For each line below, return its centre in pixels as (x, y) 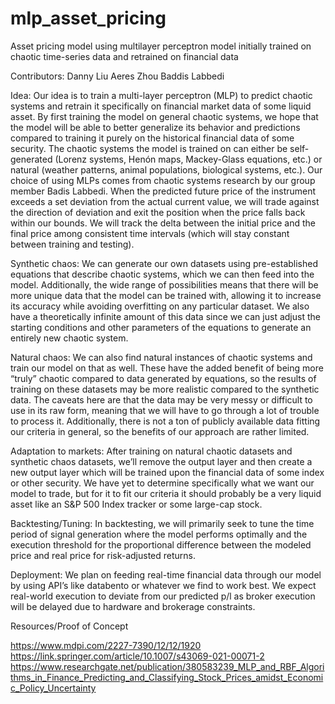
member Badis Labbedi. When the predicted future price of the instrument (163, 191)
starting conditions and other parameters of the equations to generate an (161, 327)
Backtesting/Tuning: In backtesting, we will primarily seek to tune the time (162, 523)
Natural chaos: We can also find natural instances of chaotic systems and (161, 357)
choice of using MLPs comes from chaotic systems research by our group (163, 180)
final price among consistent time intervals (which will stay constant (150, 233)
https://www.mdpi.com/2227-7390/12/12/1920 (106, 645)
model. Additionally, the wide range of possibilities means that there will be (164, 284)
